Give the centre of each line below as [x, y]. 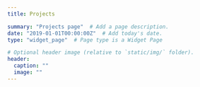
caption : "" [31, 66]
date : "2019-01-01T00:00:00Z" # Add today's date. [85, 33]
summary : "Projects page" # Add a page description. [88, 27]
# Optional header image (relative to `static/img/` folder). [101, 53]
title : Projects [31, 14]
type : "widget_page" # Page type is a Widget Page [85, 40]
